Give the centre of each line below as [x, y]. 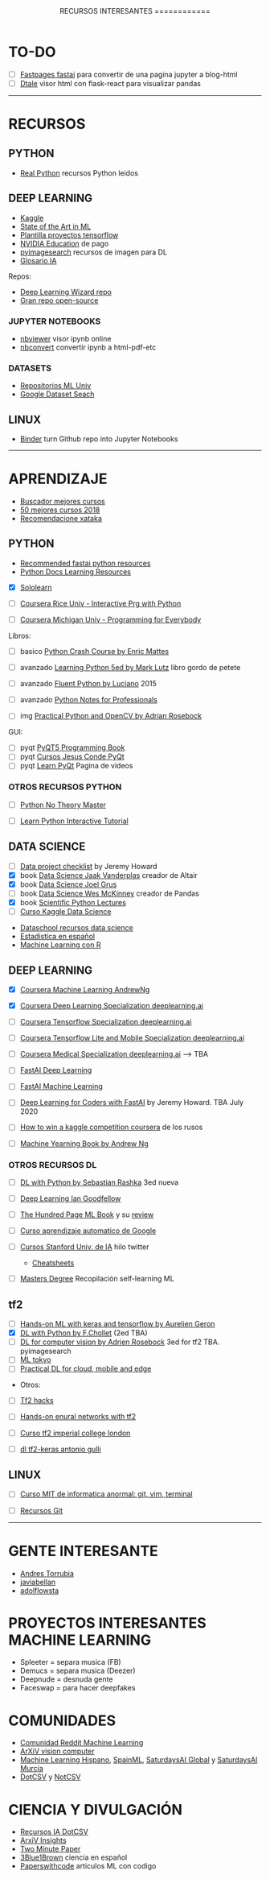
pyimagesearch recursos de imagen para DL [93, 252]
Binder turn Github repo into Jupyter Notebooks [99, 439]
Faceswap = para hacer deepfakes [78, 1688]
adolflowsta [39, 1590]
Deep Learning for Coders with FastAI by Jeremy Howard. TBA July [131, 1103]
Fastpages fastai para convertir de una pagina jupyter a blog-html [129, 74]
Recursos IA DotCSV [54, 1832]
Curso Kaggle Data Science [65, 912]
